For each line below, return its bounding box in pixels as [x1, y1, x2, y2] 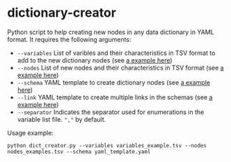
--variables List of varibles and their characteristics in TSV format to [17, 49, 216, 57]
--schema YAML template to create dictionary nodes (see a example [17, 78, 211, 86]
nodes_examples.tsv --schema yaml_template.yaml [7, 148, 151, 155]
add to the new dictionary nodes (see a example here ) [17, 56, 173, 64]
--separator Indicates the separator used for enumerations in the [17, 108, 205, 116]
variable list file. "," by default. [17, 115, 106, 123]
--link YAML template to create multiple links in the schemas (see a [17, 92, 213, 102]
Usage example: [7, 129, 54, 137]
